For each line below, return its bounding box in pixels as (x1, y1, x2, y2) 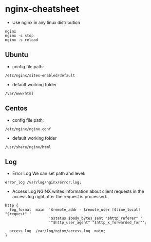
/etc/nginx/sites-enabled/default (5, 73, 75, 78)
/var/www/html (5, 91, 34, 96)
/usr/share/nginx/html (5, 145, 51, 149)
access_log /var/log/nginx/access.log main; (9, 229, 106, 234)
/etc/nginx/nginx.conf (5, 127, 51, 131)
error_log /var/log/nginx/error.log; (5, 180, 82, 185)
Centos (5, 104, 28, 112)
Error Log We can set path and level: (12, 170, 86, 176)
